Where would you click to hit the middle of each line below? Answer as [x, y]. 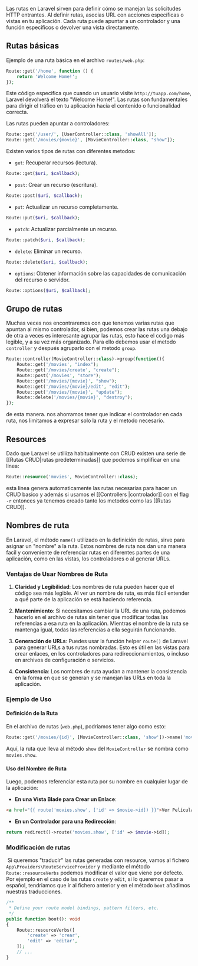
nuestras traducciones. [34, 892]
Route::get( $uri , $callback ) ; [43, 174]
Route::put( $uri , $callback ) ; [43, 218]
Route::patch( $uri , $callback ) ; [46, 240]
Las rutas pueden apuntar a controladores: [58, 124]
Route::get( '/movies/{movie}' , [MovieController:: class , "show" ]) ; [91, 140]
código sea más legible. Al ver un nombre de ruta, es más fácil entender [102, 593]
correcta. [17, 112]
